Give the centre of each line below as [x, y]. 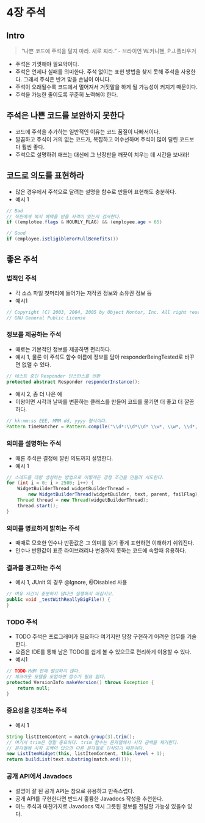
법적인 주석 [22, 278]
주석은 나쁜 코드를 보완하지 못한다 [66, 116]
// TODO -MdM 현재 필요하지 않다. [44, 671]
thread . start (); [38, 505]
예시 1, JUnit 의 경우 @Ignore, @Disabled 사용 [71, 583]
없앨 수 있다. [36, 364]
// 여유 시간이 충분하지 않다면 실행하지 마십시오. [60, 594]
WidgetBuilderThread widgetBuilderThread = [74, 489]
